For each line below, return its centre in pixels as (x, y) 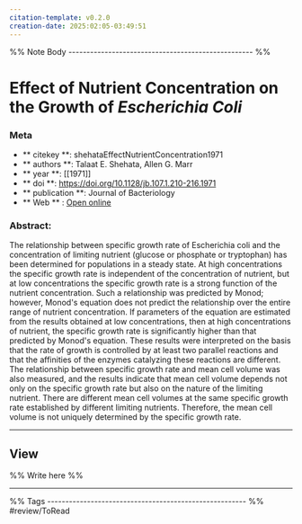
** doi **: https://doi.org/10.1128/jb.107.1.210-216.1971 (119, 183)
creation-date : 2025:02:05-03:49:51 (78, 26)
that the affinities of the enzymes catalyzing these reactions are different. (145, 360)
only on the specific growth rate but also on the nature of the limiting (136, 388)
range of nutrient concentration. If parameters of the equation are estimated (150, 312)
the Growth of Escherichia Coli (126, 107)
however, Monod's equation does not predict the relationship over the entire (150, 303)
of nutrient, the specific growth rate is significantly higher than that (133, 331)
